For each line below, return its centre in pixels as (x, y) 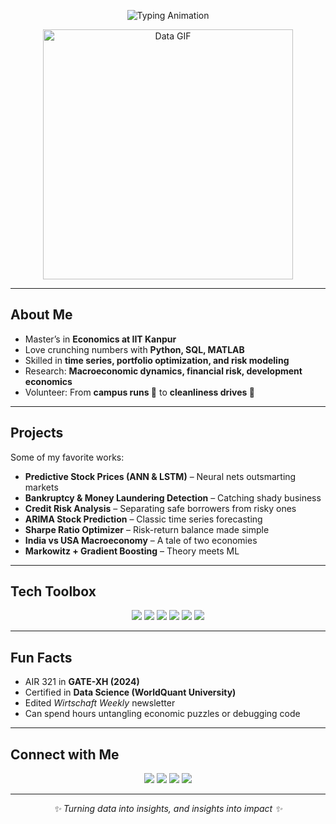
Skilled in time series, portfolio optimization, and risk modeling (157, 360)
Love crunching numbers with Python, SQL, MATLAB (134, 349)
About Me (41, 315)
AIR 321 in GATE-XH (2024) (82, 682)
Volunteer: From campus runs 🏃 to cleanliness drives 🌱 (139, 392)
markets (41, 487)
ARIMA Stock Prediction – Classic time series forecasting (143, 519)
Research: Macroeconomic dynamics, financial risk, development (163, 371)
